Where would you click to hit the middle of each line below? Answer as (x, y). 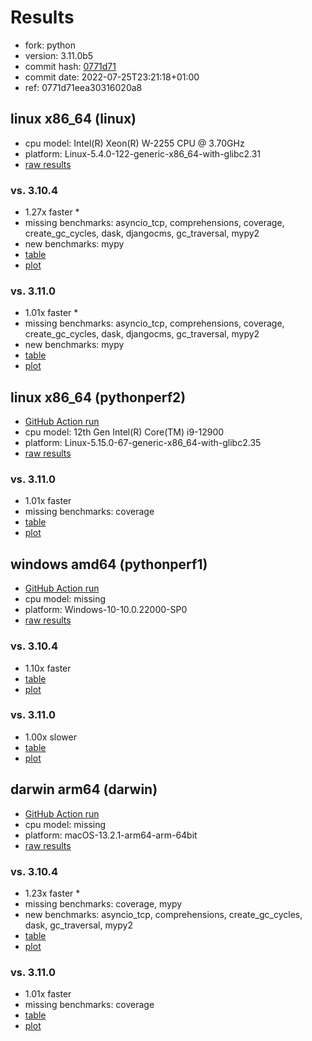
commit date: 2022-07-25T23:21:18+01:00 (112, 77)
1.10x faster (48, 668)
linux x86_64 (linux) (73, 119)
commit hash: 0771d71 (70, 66)
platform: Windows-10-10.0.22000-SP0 (106, 610)
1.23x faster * (52, 893)
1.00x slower (50, 737)
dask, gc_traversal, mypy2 (79, 925)
